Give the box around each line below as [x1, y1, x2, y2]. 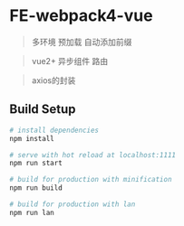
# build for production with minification [9, 175, 172, 184]
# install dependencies [9, 126, 100, 135]
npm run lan [9, 208, 54, 217]
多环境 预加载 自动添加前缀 [31, 36, 132, 47]
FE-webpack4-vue [9, 5, 153, 26]
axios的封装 [31, 74, 76, 86]
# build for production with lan [9, 200, 136, 209]
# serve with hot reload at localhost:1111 [9, 150, 177, 159]
